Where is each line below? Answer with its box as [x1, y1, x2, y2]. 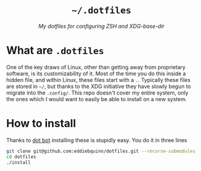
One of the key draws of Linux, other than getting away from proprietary [6, 63, 186, 70]
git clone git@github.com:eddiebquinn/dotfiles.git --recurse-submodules [6, 148, 196, 154]
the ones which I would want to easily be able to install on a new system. [6, 95, 187, 102]
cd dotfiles [6, 154, 36, 160]
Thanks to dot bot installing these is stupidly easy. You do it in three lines [6, 136, 187, 143]
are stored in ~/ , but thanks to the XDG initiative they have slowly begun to [6, 82, 191, 90]
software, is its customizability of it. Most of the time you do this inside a [6, 70, 186, 77]
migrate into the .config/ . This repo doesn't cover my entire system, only [6, 89, 189, 96]
